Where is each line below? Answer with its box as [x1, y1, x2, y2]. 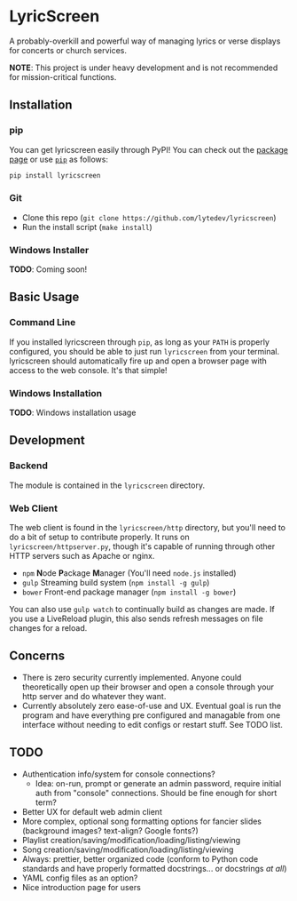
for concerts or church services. [9, 44, 127, 55]
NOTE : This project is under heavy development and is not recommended [9, 62, 278, 73]
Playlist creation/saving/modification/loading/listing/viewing [21, 834, 241, 845]
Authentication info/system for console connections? [21, 769, 215, 779]
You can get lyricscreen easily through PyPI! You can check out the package [9, 144, 289, 155]
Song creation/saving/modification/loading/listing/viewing [21, 844, 234, 855]
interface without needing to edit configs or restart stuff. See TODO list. [21, 719, 284, 730]
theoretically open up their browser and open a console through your [21, 682, 275, 692]
